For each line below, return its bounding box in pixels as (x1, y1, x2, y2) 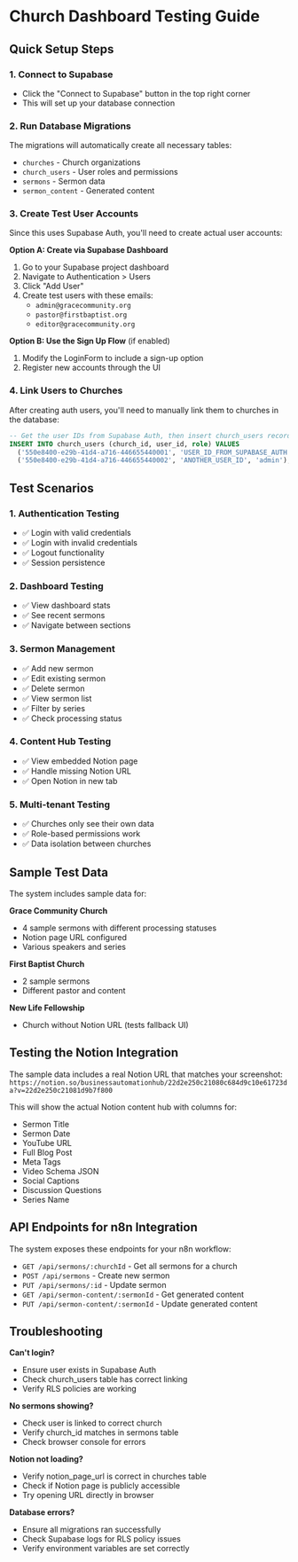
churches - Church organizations (21, 157, 141, 168)
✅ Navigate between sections (21, 620, 131, 631)
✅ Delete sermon (21, 683, 85, 694)
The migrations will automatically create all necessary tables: (9, 140, 232, 151)
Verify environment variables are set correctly (21, 1543, 190, 1554)
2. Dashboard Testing (9, 579, 104, 592)
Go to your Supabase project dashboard (21, 262, 169, 272)
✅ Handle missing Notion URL (21, 765, 131, 776)
